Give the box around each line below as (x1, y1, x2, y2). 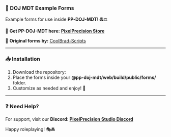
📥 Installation (5, 56, 41, 63)
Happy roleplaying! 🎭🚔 (5, 126, 55, 132)
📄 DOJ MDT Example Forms (5, 5, 75, 12)
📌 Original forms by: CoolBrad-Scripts (5, 38, 87, 44)
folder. (12, 79, 26, 85)
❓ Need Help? (5, 103, 39, 110)
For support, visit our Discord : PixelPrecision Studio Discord (5, 116, 133, 122)
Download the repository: (12, 69, 66, 75)
